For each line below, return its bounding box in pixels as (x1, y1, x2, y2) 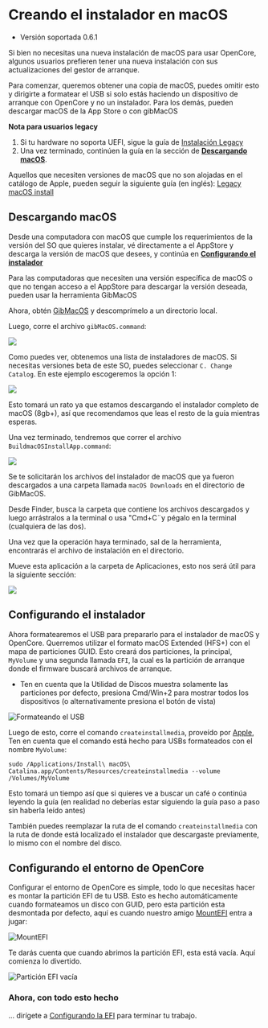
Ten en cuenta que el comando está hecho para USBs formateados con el (8, 736, 253, 746)
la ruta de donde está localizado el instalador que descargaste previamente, (8, 829, 259, 839)
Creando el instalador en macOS (8, 6, 229, 24)
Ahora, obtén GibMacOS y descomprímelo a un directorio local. (8, 306, 218, 315)
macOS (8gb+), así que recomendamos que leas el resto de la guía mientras (8, 408, 261, 417)
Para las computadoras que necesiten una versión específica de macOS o (8, 273, 253, 282)
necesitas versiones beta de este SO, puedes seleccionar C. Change (8, 360, 233, 370)
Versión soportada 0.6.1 (19, 32, 98, 42)
